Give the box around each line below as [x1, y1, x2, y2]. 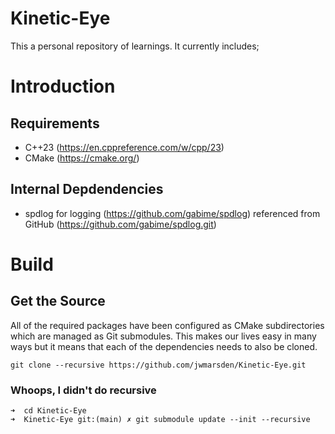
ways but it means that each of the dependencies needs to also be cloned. [10, 340, 318, 352]
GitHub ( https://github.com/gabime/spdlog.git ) [24, 218, 217, 230]
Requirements [10, 115, 100, 132]
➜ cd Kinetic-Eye [10, 406, 87, 416]
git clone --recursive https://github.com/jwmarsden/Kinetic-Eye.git [10, 360, 307, 370]
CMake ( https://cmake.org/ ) [24, 152, 140, 164]
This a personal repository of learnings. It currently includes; [10, 40, 260, 52]
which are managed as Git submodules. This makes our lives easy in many [10, 330, 317, 342]
